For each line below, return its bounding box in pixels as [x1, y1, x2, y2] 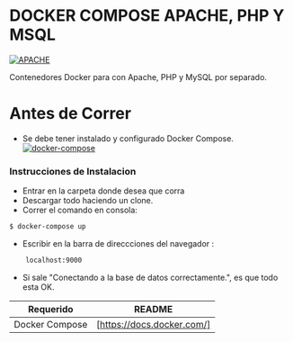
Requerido [28, 302, 74, 315]
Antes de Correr [9, 103, 132, 124]
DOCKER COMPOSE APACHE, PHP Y [9, 5, 285, 26]
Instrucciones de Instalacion [9, 165, 137, 177]
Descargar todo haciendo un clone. [22, 195, 154, 206]
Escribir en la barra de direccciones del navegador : [22, 238, 215, 249]
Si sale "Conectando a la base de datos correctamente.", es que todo [22, 272, 279, 283]
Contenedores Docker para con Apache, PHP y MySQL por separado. [9, 71, 268, 82]
